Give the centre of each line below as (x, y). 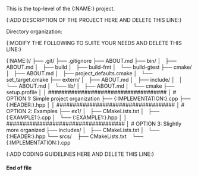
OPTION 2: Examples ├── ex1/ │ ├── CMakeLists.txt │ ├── (83, 111)
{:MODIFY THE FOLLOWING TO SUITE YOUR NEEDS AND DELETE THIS (94, 43)
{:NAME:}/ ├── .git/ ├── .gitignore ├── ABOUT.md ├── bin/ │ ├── (91, 61)
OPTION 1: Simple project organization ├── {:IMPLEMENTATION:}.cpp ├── (99, 98)
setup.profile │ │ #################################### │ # (91, 92)
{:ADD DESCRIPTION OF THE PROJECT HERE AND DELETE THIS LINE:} (94, 20)
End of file (19, 168)
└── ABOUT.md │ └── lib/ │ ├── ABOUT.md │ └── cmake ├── (90, 86)
